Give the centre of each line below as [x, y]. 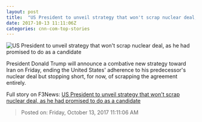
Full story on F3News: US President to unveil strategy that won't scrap [93, 94]
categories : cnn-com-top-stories [48, 29]
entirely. [16, 83]
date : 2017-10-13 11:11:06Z [41, 23]
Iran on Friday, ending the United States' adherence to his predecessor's [96, 70]
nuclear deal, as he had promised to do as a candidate [74, 101]
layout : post [23, 12]
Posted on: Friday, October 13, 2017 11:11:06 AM [80, 112]
